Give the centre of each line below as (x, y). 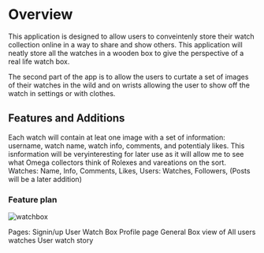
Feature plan (33, 199)
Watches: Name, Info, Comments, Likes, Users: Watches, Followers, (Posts (129, 170)
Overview (41, 15)
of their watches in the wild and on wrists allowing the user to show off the (129, 85)
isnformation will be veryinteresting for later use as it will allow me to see (126, 154)
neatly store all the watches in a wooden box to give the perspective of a (126, 53)
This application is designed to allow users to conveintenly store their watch (131, 36)
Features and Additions (67, 119)
